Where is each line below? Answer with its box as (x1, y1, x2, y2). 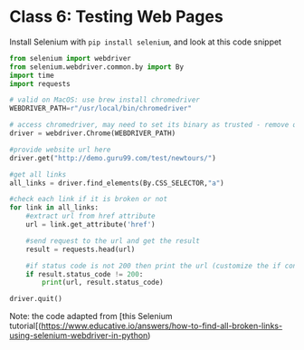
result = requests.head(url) (25, 245, 136, 254)
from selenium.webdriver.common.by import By (9, 62, 184, 72)
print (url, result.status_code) (42, 278, 165, 287)
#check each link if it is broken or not (9, 195, 168, 204)
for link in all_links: (9, 203, 100, 212)
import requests (9, 79, 71, 88)
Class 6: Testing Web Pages (9, 6, 223, 27)
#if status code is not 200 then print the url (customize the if (25, 261, 281, 270)
